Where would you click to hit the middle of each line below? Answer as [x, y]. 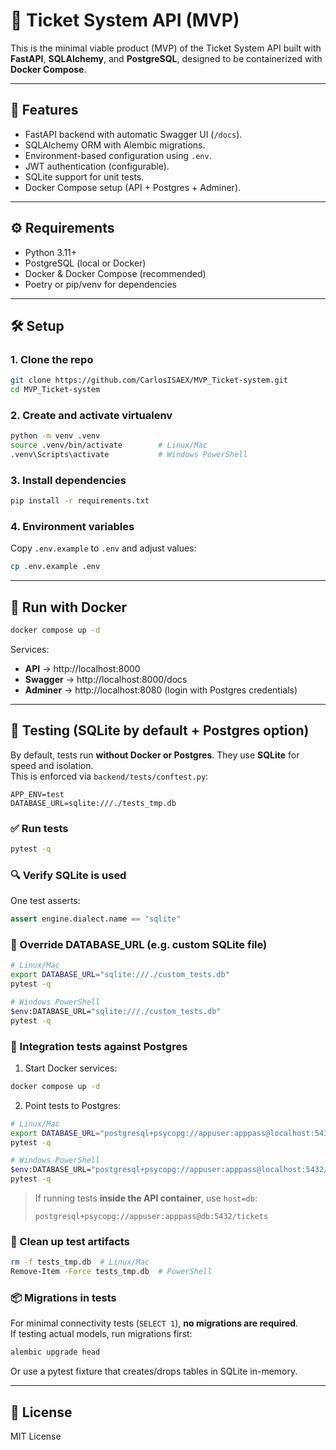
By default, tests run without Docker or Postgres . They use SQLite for [155, 755]
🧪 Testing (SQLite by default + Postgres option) [160, 730]
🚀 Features [44, 110]
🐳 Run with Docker [69, 607]
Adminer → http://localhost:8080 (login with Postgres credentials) [161, 690]
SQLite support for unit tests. [84, 176]
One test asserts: [45, 901]
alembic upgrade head [55, 1352]
